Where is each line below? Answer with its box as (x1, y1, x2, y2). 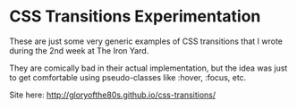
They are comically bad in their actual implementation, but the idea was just (9, 63, 288, 73)
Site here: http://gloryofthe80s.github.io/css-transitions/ (9, 89, 216, 100)
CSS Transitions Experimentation (9, 6, 261, 27)
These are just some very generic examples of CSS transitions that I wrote (9, 36, 284, 46)
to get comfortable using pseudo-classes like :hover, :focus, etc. (9, 71, 247, 82)
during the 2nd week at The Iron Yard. (9, 45, 149, 55)
